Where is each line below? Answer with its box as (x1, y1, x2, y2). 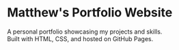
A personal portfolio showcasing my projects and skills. (7, 27, 163, 36)
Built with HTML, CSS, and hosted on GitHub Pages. (7, 34, 154, 42)
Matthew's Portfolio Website (7, 5, 173, 21)
